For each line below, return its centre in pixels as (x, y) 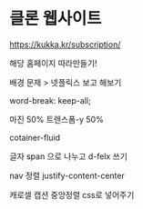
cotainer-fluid (35, 137)
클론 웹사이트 (56, 19)
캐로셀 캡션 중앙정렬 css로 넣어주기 (72, 194)
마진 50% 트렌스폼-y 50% (57, 119)
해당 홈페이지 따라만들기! (53, 63)
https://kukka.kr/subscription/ (65, 44)
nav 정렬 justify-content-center (67, 175)
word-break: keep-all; (50, 100)
